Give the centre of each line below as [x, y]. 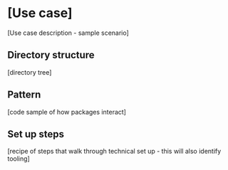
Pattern [24, 95]
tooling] [19, 159]
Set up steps [36, 134]
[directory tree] [30, 72]
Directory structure [51, 55]
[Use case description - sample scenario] [68, 33]
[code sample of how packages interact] [67, 112]
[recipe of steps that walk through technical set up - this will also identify [114, 152]
